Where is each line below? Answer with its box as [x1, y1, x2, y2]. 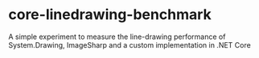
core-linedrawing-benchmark [8, 6, 212, 24]
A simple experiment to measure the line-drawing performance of [8, 32, 226, 41]
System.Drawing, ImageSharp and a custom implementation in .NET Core [8, 40, 251, 49]
